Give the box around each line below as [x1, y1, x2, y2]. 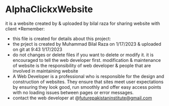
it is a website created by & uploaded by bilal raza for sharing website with [5, 20, 160, 26]
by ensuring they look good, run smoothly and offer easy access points [12, 84, 161, 90]
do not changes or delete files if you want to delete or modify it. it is [12, 52, 154, 58]
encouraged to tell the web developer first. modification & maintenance [12, 57, 161, 63]
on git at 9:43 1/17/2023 [12, 46, 62, 52]
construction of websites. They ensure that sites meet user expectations [12, 79, 163, 85]
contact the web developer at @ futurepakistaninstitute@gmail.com [12, 95, 152, 101]
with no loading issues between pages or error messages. [12, 89, 134, 95]
